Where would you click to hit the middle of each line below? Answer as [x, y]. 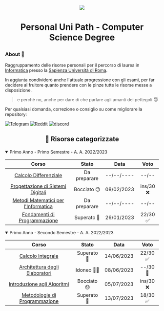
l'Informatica [38, 206]
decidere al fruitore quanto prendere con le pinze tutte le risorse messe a [79, 85]
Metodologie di [39, 295]
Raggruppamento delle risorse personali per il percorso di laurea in [72, 65]
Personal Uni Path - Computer [82, 27]
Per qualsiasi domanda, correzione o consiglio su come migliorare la [74, 109]
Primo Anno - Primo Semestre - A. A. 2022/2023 [58, 152]
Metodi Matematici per [38, 200]
